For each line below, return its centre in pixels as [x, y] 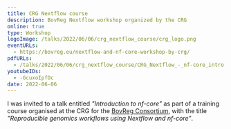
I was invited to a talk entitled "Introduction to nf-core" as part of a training [113, 103]
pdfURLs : [20, 59]
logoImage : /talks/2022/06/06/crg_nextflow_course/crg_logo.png [102, 39]
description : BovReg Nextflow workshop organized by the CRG [97, 20]
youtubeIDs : [24, 71]
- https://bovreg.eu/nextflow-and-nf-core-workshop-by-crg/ [102, 52]
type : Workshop [29, 33]
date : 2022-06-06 [32, 84]
